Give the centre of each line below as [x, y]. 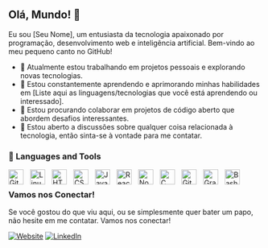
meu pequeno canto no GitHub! [60, 51]
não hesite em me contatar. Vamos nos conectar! [90, 221]
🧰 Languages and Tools [55, 156]
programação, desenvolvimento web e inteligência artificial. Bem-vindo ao [132, 43]
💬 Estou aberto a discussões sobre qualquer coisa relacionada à [126, 126]
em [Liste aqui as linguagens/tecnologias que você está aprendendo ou [138, 93]
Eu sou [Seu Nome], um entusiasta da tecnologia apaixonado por [116, 34]
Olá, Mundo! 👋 [45, 15]
